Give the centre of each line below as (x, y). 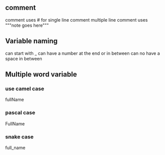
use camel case (25, 89)
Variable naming (31, 41)
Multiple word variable (41, 74)
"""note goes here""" (27, 25)
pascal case (20, 113)
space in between (24, 58)
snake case (19, 136)
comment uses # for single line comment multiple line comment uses (76, 20)
